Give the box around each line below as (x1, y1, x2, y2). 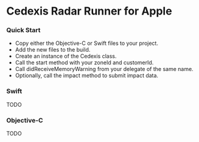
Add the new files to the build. (15, 46, 91, 53)
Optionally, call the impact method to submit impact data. (15, 72, 159, 79)
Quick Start (6, 26, 41, 35)
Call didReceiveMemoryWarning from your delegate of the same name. (15, 66, 194, 73)
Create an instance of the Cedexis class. (15, 53, 117, 60)
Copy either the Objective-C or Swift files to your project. (15, 39, 158, 47)
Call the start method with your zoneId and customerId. (15, 59, 154, 66)
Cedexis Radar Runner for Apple (6, 4, 172, 18)
